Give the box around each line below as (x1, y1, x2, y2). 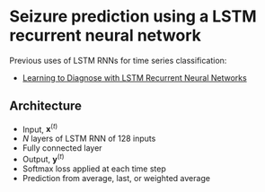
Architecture (9, 99, 83, 114)
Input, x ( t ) (22, 122, 58, 135)
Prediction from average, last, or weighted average (22, 173, 211, 184)
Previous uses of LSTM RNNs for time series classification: (9, 55, 227, 65)
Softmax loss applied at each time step (22, 163, 166, 174)
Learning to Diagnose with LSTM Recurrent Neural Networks (22, 72, 247, 83)
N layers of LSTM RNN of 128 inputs (22, 133, 156, 144)
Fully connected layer (22, 143, 102, 153)
